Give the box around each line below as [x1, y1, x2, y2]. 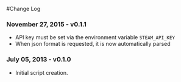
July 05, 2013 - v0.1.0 [6, 55, 71, 64]
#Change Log [6, 5, 41, 12]
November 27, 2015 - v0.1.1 [6, 20, 87, 28]
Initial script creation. [15, 69, 68, 76]
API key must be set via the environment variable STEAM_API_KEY [15, 34, 176, 41]
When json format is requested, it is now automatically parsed [15, 40, 171, 48]
